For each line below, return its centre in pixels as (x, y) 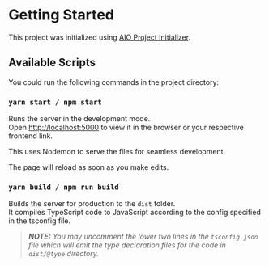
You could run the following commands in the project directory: (114, 82)
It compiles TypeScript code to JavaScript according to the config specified (134, 213)
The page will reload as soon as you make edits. (89, 167)
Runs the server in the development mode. (79, 119)
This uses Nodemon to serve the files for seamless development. (117, 152)
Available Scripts (52, 63)
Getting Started (62, 15)
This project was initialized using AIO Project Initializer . (100, 37)
